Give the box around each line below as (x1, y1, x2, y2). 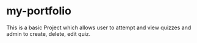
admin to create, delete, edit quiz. (6, 30, 91, 37)
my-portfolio (6, 4, 72, 18)
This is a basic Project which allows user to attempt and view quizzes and (6, 24, 192, 31)
